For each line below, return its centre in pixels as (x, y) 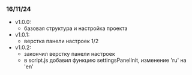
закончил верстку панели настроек (69, 54)
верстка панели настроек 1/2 (61, 41)
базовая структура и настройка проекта (76, 28)
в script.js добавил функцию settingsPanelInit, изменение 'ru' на (105, 60)
